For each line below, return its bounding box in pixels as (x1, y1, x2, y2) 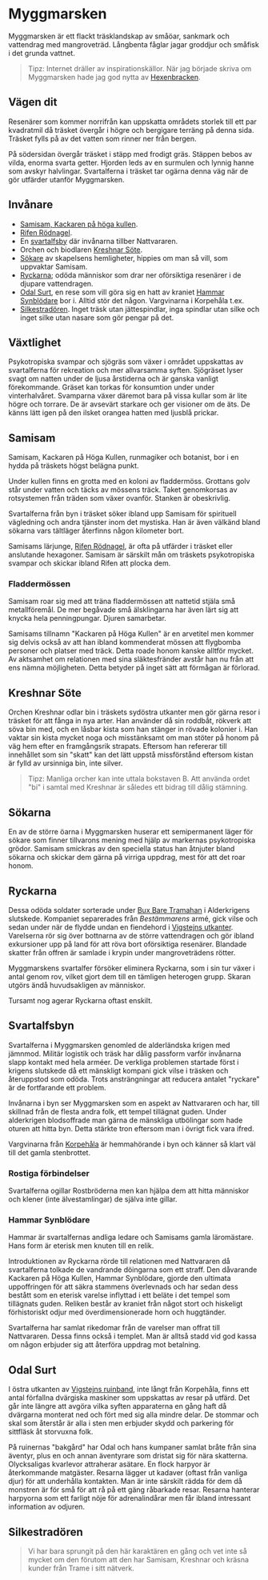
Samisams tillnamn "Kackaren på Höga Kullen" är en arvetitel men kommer (8, 629, 254, 638)
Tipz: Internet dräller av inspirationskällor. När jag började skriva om (27, 63, 252, 73)
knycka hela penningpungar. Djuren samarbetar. (8, 614, 166, 623)
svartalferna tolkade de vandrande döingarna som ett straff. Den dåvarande (8, 1265, 258, 1274)
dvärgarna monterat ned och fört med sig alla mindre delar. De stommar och (8, 1410, 259, 1420)
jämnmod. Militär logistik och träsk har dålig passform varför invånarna (8, 1049, 242, 1058)
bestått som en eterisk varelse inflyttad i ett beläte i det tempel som (8, 1290, 230, 1300)
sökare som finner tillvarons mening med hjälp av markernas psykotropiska (8, 835, 256, 845)
